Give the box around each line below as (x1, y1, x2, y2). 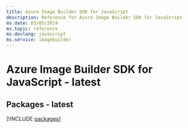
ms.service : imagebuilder (6, 37, 71, 43)
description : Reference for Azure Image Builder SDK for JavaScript (6, 14, 183, 20)
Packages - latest (6, 99, 74, 109)
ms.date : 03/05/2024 (6, 20, 59, 26)
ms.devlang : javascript (6, 31, 66, 37)
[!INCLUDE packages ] (6, 115, 61, 122)
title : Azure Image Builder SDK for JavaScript (6, 8, 129, 15)
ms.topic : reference (6, 25, 59, 32)
